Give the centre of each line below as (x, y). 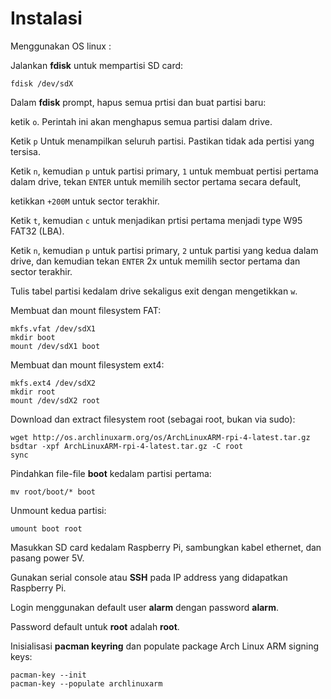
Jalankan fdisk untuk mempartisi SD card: (97, 65)
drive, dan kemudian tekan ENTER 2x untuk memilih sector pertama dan (155, 261)
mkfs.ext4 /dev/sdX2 (53, 383)
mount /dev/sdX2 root (55, 400)
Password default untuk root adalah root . (95, 626)
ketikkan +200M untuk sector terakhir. (85, 201)
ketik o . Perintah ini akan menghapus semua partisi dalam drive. (141, 121)
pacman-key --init (48, 675)
